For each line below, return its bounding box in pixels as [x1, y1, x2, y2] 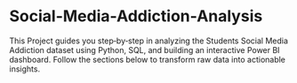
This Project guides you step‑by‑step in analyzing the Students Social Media [9, 35, 289, 46]
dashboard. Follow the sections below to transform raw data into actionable [9, 54, 286, 64]
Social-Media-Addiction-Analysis [9, 6, 263, 26]
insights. [9, 64, 41, 74]
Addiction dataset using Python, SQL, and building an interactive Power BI [9, 44, 280, 55]
